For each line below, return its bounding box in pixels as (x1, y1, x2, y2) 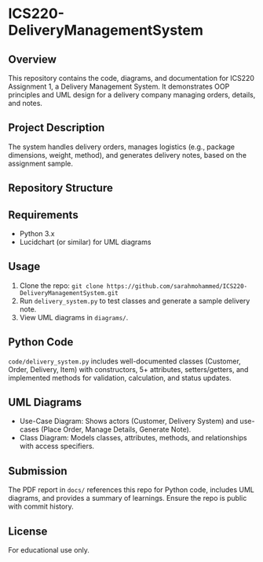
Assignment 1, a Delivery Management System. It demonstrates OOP (8, 82, 230, 91)
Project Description (8, 121, 105, 134)
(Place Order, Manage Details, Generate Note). (40, 425, 192, 434)
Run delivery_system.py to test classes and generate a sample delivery (19, 296, 250, 305)
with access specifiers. (19, 441, 95, 451)
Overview (8, 53, 57, 66)
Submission (8, 464, 68, 477)
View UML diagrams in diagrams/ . (19, 312, 129, 322)
